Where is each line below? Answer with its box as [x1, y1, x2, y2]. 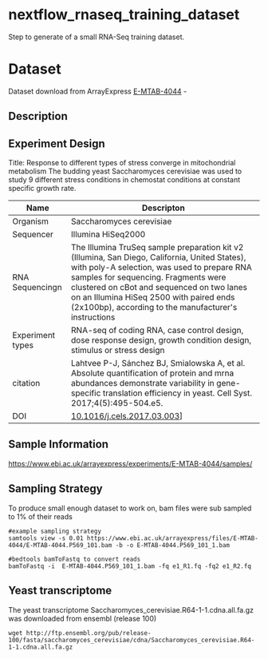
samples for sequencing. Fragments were [70, 272, 227, 283]
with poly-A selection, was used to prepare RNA [70, 262, 253, 273]
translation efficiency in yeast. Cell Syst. [102, 387, 253, 399]
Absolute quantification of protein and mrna [70, 367, 235, 379]
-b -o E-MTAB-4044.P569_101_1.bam [115, 541, 230, 549]
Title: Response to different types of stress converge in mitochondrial [8, 158, 236, 168]
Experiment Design [8, 137, 105, 150]
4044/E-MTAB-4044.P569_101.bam [8, 541, 112, 549]
